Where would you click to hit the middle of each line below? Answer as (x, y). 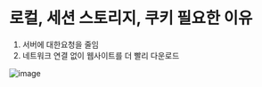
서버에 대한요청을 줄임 (61, 44)
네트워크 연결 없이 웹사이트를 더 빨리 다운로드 (101, 55)
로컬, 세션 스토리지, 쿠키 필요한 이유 (131, 18)
